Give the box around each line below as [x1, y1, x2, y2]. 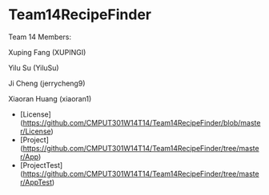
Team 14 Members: [8, 32, 72, 42]
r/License [19, 126, 51, 136]
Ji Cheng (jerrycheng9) [8, 78, 86, 88]
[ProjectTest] [19, 160, 63, 169]
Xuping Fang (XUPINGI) [8, 47, 86, 57]
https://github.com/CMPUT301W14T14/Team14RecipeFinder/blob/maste [22, 117, 261, 127]
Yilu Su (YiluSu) [8, 62, 59, 73]
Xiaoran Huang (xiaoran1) [8, 94, 92, 103]
